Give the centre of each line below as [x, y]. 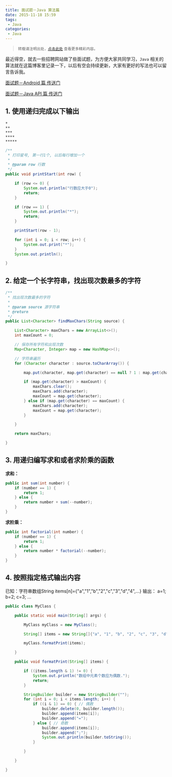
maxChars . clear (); [52, 387]
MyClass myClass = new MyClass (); [60, 625]
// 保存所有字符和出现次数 [39, 344]
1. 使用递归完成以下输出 [42, 111]
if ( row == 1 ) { [32, 207]
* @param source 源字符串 [34, 307]
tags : [11, 19]
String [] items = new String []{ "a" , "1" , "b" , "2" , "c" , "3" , [91, 634]
